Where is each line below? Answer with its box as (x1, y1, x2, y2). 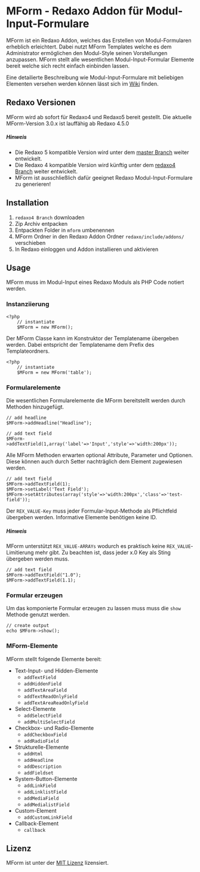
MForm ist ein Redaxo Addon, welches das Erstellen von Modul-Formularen (6, 37, 192, 44)
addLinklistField (23, 789, 67, 795)
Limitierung (6, 549, 34, 556)
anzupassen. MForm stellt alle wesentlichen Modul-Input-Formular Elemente (6, 56, 194, 63)
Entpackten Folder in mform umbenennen (14, 226, 115, 234)
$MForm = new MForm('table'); (17, 370, 93, 376)
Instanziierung (6, 300, 50, 308)
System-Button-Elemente (14, 775, 78, 782)
